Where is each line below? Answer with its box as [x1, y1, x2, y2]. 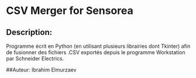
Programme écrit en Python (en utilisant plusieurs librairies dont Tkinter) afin [6, 42, 191, 49]
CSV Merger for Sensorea [6, 4, 133, 17]
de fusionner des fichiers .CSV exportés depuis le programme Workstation [6, 49, 185, 56]
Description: [6, 27, 53, 37]
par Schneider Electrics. [6, 55, 64, 62]
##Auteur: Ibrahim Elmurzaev [6, 66, 77, 73]
